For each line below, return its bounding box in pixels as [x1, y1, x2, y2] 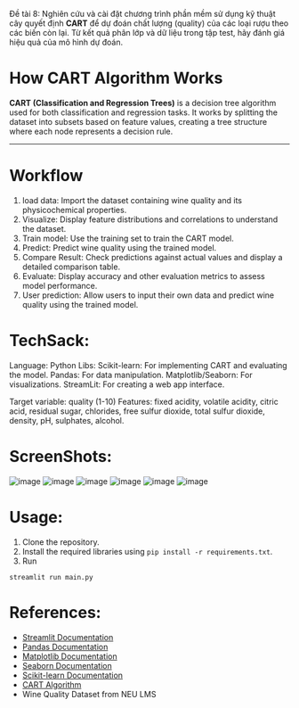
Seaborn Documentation [21, 660, 113, 671]
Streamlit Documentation [21, 631, 114, 642]
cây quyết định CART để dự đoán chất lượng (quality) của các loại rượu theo [9, 18, 289, 29]
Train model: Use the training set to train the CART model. [21, 233, 234, 243]
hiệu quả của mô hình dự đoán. [9, 37, 123, 47]
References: [9, 602, 101, 622]
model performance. [21, 280, 98, 291]
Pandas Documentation [21, 641, 109, 652]
